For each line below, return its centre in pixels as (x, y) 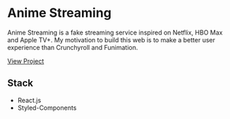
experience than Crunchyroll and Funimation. (73, 47)
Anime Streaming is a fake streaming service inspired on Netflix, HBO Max (115, 32)
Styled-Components (47, 108)
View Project (26, 61)
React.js (29, 100)
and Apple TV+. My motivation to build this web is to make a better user (111, 39)
